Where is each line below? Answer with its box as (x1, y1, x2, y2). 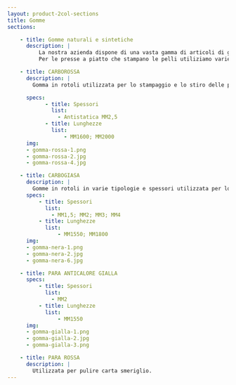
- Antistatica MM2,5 (57, 114, 118, 121)
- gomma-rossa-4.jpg (25, 159, 86, 167)
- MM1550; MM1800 (57, 231, 109, 238)
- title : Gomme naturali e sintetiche (20, 36, 133, 43)
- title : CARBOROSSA (20, 68, 80, 75)
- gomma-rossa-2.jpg (25, 152, 86, 160)
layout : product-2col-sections (7, 10, 99, 18)
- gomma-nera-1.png (25, 244, 83, 251)
